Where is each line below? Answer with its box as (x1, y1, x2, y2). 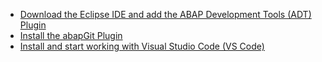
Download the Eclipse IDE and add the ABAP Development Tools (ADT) (19, 9, 312, 20)
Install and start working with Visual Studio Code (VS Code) (19, 40, 265, 52)
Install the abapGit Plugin (19, 30, 123, 41)
